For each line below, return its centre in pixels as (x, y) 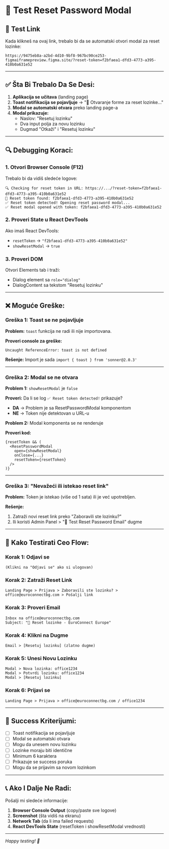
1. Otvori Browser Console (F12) (45, 167)
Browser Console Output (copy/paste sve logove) (64, 810)
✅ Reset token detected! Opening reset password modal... (68, 203)
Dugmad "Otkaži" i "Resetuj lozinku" (58, 129)
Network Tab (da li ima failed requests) (53, 821)
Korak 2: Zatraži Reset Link (39, 580)
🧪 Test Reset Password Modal (68, 10)
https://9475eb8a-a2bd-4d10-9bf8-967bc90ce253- (56, 56)
